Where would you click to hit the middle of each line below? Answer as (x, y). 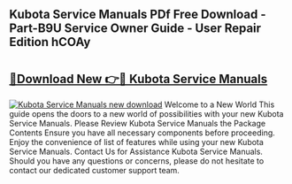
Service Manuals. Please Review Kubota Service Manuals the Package (138, 123)
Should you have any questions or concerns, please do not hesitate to (137, 161)
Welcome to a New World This (219, 104)
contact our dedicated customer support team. (94, 170)
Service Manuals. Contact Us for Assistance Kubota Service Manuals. (136, 151)
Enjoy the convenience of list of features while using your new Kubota (136, 142)
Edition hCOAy (50, 42)
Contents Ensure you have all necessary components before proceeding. (142, 133)
